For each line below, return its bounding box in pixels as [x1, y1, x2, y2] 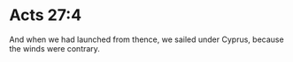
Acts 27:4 [9, 5, 82, 25]
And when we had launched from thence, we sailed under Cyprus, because [9, 34, 285, 45]
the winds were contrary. [9, 43, 100, 53]
